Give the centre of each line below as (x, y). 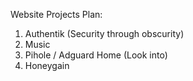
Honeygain (47, 65)
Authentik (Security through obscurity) (104, 33)
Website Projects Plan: (56, 14)
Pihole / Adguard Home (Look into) (96, 55)
